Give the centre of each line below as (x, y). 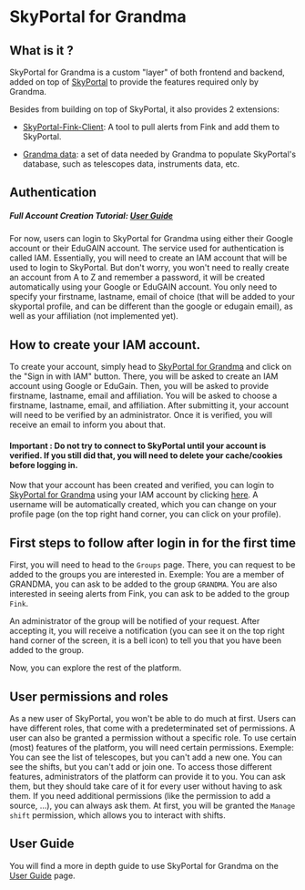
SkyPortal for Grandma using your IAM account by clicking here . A (134, 495)
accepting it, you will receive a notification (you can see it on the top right (147, 631)
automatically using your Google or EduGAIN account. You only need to (143, 287)
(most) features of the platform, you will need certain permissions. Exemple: (152, 747)
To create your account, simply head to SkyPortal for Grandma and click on (151, 367)
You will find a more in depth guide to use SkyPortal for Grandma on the (144, 865)
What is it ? (42, 51)
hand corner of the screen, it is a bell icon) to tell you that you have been (146, 640)
